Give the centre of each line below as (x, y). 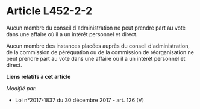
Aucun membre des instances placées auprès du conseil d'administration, (98, 46)
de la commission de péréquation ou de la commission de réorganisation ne (100, 52)
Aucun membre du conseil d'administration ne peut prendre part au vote (96, 28)
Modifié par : (22, 88)
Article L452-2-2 (49, 11)
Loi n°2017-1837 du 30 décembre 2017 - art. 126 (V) (80, 100)
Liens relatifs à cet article (39, 76)
